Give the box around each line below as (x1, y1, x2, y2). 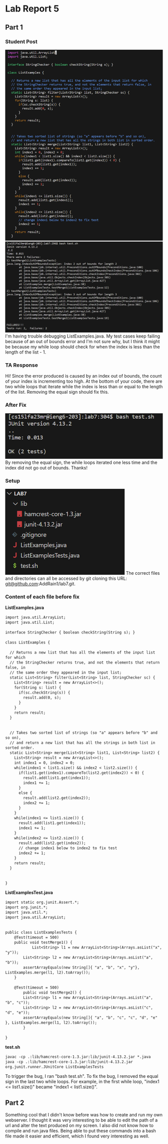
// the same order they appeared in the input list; (9, 670, 122, 675)
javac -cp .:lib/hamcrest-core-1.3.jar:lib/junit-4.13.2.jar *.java (5, 1054, 151, 1060)
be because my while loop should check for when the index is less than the (5, 344, 160, 350)
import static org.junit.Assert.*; (5, 900, 79, 905)
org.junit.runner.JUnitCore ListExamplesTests (5, 1064, 104, 1070)
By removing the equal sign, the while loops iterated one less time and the (5, 459, 157, 465)
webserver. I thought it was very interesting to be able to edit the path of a (5, 1117, 158, 1123)
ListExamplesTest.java (5, 890, 53, 896)
